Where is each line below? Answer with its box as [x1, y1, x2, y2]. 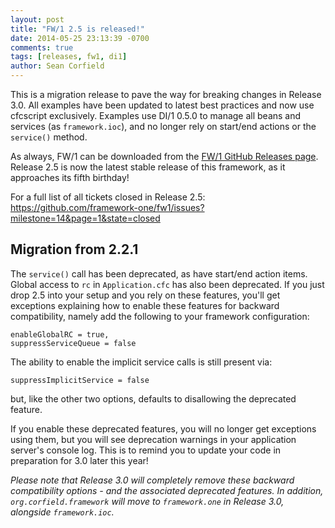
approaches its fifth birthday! [10, 172, 130, 183]
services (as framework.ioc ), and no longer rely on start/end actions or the [10, 121, 317, 132]
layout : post [10, 14, 65, 25]
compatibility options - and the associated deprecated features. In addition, [10, 484, 324, 496]
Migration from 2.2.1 [10, 241, 139, 258]
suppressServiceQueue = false [10, 338, 137, 348]
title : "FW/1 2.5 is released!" [10, 24, 145, 34]
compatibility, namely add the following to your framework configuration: [10, 310, 310, 322]
